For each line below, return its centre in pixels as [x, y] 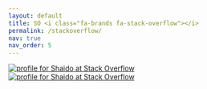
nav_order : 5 [30, 46]
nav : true [25, 38]
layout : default [35, 16]
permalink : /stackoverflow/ [55, 30]
